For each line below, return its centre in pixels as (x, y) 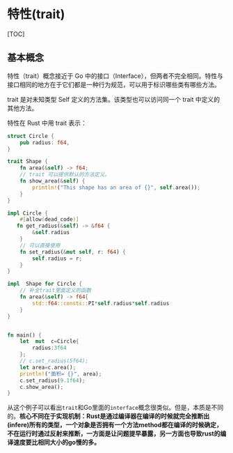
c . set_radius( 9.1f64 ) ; (53, 381)
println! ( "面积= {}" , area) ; (61, 374)
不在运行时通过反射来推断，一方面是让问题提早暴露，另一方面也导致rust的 (114, 433)
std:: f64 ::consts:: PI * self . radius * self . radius (101, 303)
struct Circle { (31, 136)
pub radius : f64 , (45, 143)
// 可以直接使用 (40, 245)
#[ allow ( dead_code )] (49, 220)
